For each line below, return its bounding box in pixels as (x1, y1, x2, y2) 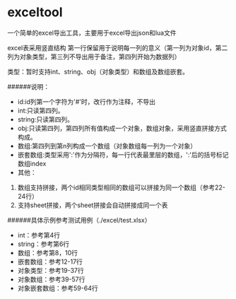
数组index (17, 159, 47, 168)
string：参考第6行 (17, 240, 70, 248)
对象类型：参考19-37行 (17, 266, 85, 274)
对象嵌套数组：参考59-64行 (17, 283, 98, 292)
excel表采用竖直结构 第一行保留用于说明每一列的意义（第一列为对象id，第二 (7, 43, 228, 52)
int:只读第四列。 (17, 106, 65, 115)
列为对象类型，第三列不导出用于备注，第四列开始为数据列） (7, 52, 181, 61)
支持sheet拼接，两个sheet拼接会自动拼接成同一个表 (17, 201, 168, 209)
